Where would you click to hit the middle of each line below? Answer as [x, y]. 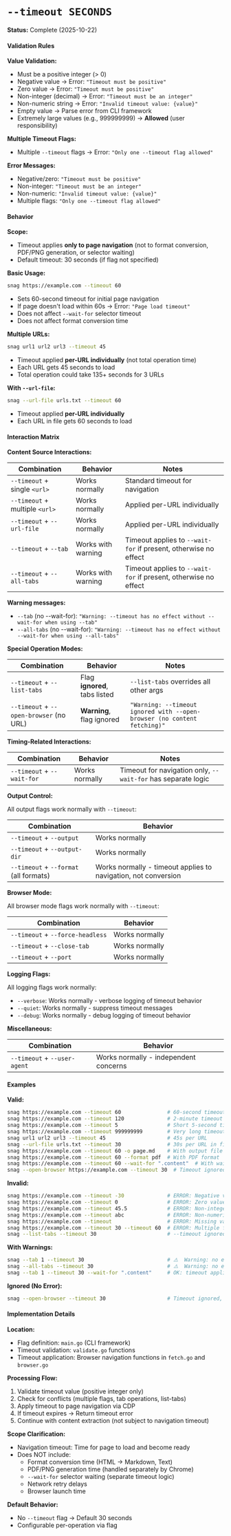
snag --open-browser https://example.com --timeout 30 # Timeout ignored [117, 1170]
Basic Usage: [26, 273]
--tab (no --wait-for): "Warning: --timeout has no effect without [111, 616]
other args [147, 691]
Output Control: [30, 796]
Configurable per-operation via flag [67, 1525]
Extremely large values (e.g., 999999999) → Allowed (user [101, 118]
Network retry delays [57, 1484]
